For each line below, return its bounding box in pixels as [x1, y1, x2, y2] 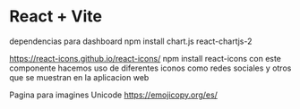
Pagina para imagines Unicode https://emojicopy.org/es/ [9, 89, 218, 100]
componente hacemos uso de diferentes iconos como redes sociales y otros [9, 63, 292, 73]
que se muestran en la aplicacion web [9, 71, 150, 82]
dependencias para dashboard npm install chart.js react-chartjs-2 [9, 36, 253, 46]
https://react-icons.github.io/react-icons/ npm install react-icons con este [9, 53, 282, 63]
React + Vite [9, 6, 103, 27]
